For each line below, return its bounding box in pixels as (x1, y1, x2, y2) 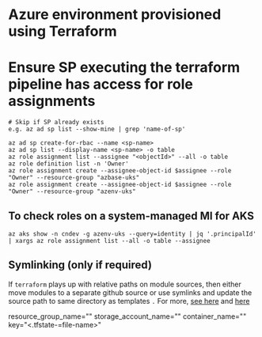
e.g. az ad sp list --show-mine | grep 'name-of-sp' (8, 125, 186, 134)
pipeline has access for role (8, 75, 194, 93)
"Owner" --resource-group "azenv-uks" (8, 187, 136, 195)
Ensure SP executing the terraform (8, 59, 241, 77)
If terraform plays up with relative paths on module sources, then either (8, 279, 241, 289)
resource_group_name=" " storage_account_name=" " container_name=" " (8, 311, 247, 321)
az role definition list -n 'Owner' (8, 160, 129, 168)
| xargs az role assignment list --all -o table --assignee (8, 237, 211, 244)
